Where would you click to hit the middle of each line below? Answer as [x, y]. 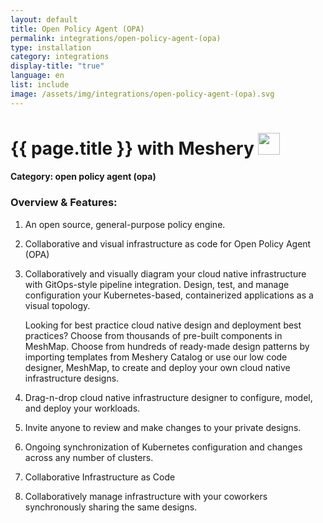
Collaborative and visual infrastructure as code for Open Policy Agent [168, 243]
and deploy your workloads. [82, 408]
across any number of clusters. [89, 457]
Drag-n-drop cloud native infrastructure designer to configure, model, [168, 397]
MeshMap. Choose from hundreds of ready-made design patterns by [167, 346]
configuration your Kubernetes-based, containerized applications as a [169, 295]
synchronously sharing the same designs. [111, 507]
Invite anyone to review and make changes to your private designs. [163, 427]
